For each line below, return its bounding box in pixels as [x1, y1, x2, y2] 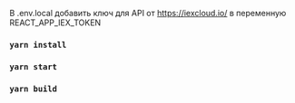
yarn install [9, 40, 67, 50]
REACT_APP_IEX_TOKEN [9, 17, 102, 28]
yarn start [9, 61, 57, 71]
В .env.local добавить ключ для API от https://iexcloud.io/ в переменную [9, 8, 287, 18]
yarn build [9, 83, 57, 94]
